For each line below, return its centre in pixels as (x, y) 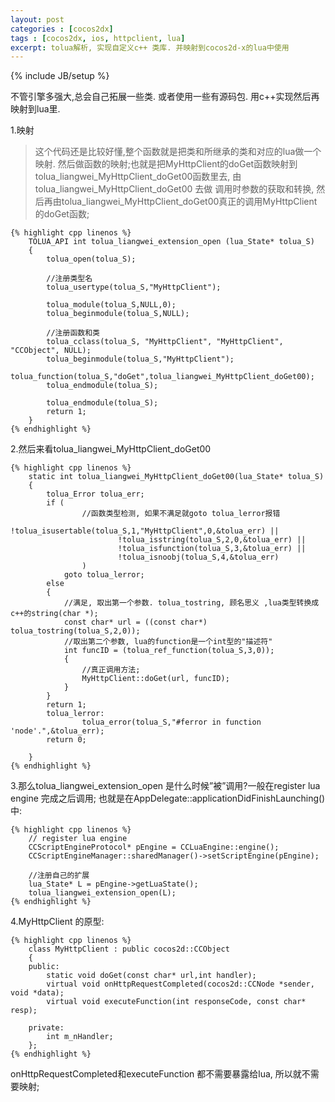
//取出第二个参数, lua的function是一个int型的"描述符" (168, 642)
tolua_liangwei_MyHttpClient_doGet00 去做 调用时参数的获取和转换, (174, 189)
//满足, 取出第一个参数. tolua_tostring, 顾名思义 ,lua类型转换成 (191, 603)
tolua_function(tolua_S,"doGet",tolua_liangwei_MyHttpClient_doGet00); (162, 377)
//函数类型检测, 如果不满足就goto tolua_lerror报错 (181, 514)
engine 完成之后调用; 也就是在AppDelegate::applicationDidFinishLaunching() (168, 798)
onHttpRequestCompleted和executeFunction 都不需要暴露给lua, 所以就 (156, 1074)
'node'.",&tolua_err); (57, 731)
